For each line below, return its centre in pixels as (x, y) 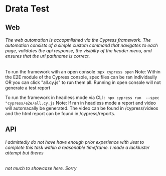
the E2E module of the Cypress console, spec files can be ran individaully (81, 77)
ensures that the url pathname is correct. (48, 56)
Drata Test (27, 9)
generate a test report (28, 87)
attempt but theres (24, 153)
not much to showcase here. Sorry (41, 168)
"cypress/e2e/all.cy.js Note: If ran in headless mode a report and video (81, 103)
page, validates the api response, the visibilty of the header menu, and (78, 51)
